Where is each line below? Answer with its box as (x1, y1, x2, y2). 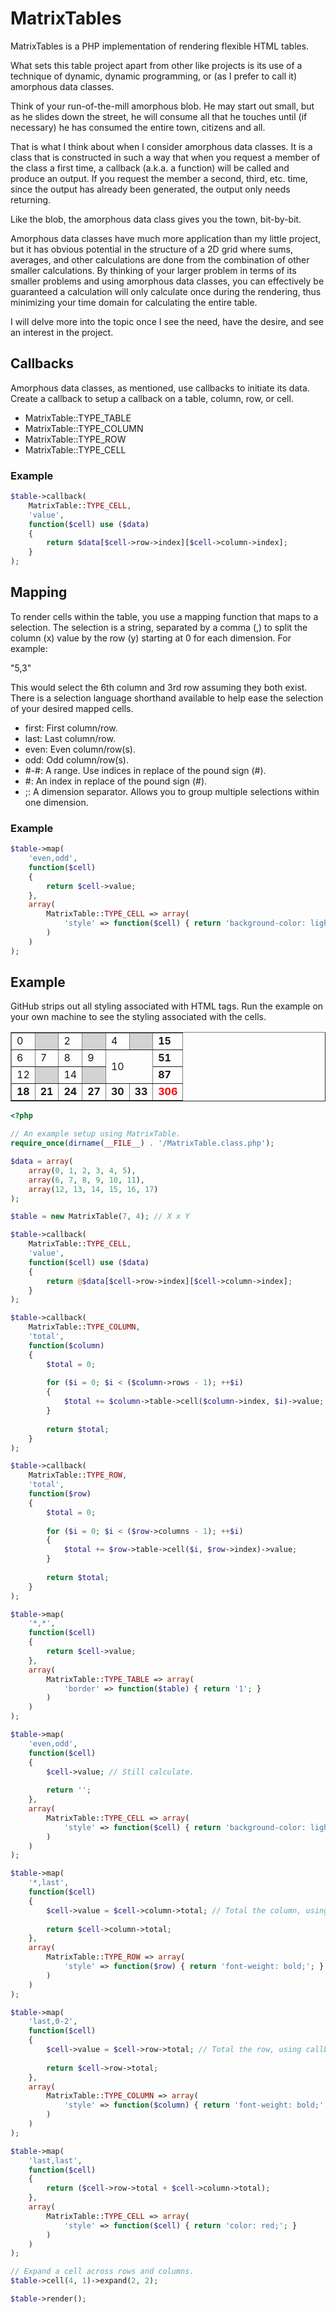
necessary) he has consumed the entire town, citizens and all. (10, 121, 266, 133)
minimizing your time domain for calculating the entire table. (10, 296, 258, 308)
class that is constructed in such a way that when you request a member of (10, 151, 321, 163)
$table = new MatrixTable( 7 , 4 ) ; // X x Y (10, 1212, 190, 1222)
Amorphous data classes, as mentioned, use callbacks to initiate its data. (10, 382, 310, 394)
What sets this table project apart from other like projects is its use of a (10, 59, 303, 71)
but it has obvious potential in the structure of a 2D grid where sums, (10, 243, 293, 255)
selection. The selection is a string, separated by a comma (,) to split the (10, 621, 308, 633)
